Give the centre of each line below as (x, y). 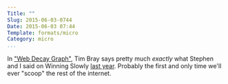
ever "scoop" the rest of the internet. (59, 74)
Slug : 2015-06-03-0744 (40, 20)
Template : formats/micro (43, 33)
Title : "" (21, 13)
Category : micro (30, 39)
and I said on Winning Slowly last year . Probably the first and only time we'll (114, 66)
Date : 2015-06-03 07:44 (41, 26)
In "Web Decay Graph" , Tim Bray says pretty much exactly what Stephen (110, 59)
